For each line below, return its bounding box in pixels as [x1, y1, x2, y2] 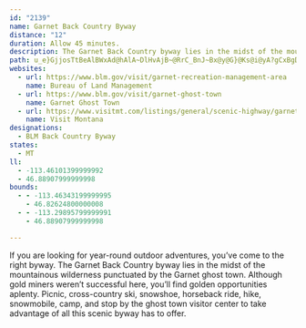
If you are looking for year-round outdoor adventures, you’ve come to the [9, 250, 285, 261]
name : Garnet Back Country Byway [9, 22, 137, 31]
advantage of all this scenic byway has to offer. [9, 307, 187, 319]
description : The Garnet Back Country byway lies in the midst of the [9, 47, 283, 56]
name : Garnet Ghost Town [25, 97, 120, 108]
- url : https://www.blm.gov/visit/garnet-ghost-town [17, 89, 222, 98]
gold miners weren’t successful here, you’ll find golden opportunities [9, 279, 268, 290]
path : [9, 56, 30, 65]
